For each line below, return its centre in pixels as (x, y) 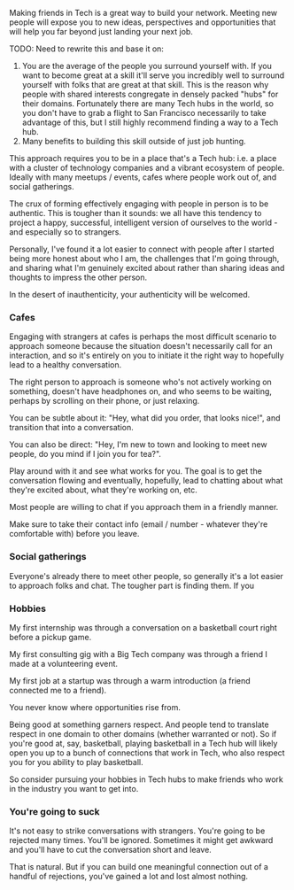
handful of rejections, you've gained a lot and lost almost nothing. (129, 877)
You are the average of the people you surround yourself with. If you (147, 66)
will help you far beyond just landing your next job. (101, 31)
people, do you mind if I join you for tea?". (85, 454)
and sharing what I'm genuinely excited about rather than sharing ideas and (147, 268)
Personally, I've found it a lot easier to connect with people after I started (142, 249)
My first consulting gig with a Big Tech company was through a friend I (138, 654)
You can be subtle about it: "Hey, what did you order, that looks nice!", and (145, 418)
